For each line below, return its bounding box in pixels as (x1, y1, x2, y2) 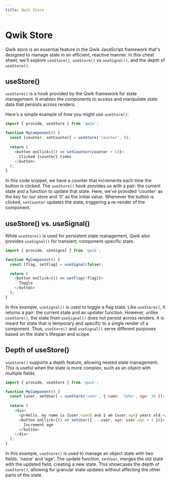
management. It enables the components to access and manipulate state (5, 96, 158, 102)
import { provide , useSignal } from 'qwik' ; (5, 248, 101, 253)
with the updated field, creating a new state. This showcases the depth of (5, 461, 160, 467)
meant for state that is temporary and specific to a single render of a (5, 320, 149, 326)
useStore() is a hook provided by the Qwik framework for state (5, 91, 137, 97)
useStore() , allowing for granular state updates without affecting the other (5, 467, 161, 472)
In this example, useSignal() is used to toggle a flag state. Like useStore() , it (5, 304, 165, 310)
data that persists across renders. (5, 101, 76, 107)
